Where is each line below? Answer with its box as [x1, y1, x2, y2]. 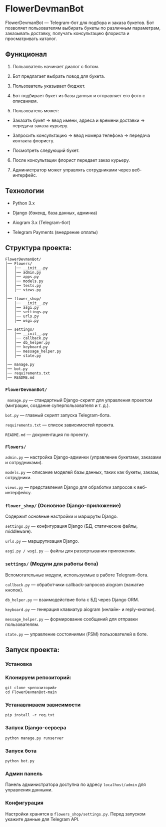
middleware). [5, 528, 32, 534]
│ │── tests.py [5, 283, 41, 288]
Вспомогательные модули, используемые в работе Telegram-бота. [5, 572, 149, 578]
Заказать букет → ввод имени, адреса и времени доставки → [12, 117, 145, 123]
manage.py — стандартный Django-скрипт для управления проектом [7, 397, 152, 403]
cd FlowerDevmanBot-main [5, 690, 57, 695]
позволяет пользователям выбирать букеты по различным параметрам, [5, 25, 161, 31]
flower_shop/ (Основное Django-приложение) [5, 502, 121, 509]
